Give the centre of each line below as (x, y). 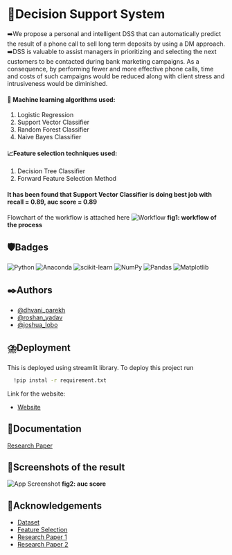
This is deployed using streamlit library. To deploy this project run (100, 367)
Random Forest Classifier (53, 130)
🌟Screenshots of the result (66, 467)
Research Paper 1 (42, 537)
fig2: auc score (83, 484)
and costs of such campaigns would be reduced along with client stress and (116, 76)
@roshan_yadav (40, 317)
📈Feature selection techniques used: (62, 153)
